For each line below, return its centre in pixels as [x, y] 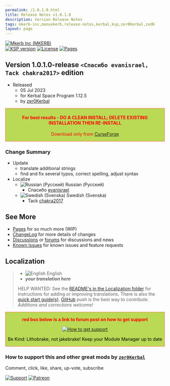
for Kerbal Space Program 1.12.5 [53, 95]
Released [22, 85]
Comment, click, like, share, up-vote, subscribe [54, 368]
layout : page [19, 29]
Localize [21, 179]
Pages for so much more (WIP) [45, 229]
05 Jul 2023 [33, 90]
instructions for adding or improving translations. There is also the [86, 294]
